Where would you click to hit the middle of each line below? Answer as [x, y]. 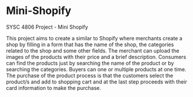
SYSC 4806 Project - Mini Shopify [47, 27]
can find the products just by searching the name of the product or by [90, 63]
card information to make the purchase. [54, 88]
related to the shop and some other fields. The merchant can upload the [93, 50]
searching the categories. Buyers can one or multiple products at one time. [96, 69]
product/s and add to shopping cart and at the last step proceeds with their [96, 82]
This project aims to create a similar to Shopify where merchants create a [94, 38]
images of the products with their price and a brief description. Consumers [96, 57]
